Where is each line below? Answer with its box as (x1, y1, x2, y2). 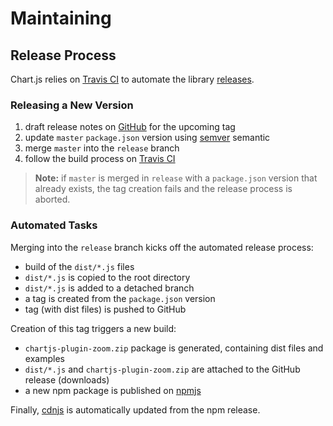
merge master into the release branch (24, 142, 180, 154)
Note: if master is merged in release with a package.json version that (34, 172, 318, 184)
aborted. (34, 193, 71, 206)
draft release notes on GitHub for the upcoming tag (24, 121, 236, 133)
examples (24, 352, 65, 364)
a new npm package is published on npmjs (24, 384, 202, 396)
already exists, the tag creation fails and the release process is (34, 183, 293, 195)
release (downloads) (24, 373, 110, 386)
